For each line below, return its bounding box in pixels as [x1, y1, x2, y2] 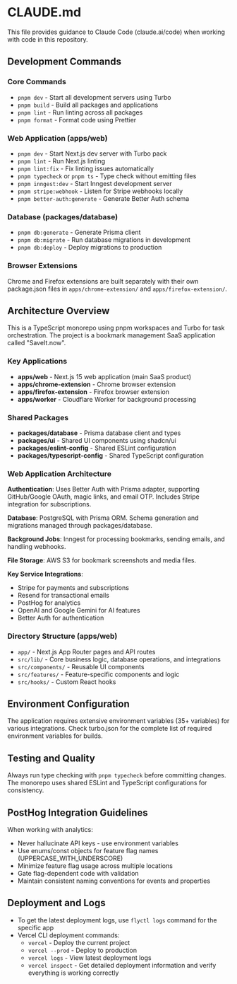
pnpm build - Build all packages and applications [17, 100, 159, 109]
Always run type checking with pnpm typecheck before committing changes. [7, 771, 226, 780]
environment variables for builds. [7, 731, 104, 740]
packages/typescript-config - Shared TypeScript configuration [17, 451, 205, 460]
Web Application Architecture [7, 468, 111, 478]
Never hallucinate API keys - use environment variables [17, 839, 178, 847]
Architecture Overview [7, 305, 110, 317]
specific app [17, 923, 54, 932]
